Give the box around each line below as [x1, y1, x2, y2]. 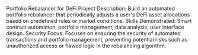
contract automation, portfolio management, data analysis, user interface [6, 23, 184, 30]
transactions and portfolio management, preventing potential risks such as [6, 36, 188, 43]
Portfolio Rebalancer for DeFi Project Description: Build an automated [6, 5, 175, 12]
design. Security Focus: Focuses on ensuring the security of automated [6, 30, 181, 37]
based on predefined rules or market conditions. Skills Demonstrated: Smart [6, 18, 192, 24]
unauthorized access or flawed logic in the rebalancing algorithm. [6, 42, 167, 49]
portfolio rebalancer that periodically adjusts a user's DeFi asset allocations [6, 11, 190, 18]
